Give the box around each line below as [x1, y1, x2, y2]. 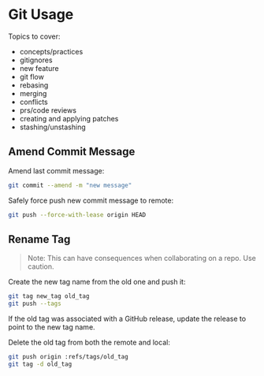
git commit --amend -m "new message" [8, 181, 132, 189]
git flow [19, 72, 45, 81]
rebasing [19, 80, 49, 90]
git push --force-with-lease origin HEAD [8, 210, 147, 218]
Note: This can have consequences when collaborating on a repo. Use [27, 254, 256, 263]
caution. [27, 262, 54, 271]
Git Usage [8, 6, 74, 24]
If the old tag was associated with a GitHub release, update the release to [8, 314, 247, 324]
